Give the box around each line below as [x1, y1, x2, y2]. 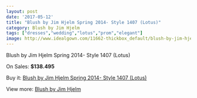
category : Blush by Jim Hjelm [6, 24, 80, 31]
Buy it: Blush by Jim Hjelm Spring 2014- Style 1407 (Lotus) [6, 74, 147, 81]
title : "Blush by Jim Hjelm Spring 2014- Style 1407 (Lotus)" [6, 19, 161, 25]
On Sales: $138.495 [6, 63, 55, 70]
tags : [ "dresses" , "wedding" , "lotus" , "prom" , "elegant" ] [6, 30, 143, 36]
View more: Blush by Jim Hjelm [6, 86, 81, 92]
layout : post [6, 8, 38, 15]
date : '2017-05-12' [6, 14, 54, 20]
